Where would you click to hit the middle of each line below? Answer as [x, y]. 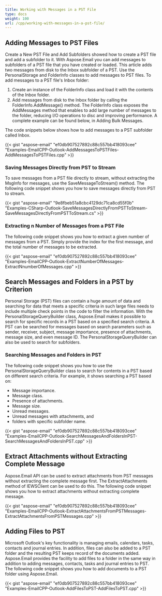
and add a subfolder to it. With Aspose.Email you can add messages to [75, 60]
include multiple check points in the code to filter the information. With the [79, 311]
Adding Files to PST [35, 531]
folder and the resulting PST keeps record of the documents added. [72, 553]
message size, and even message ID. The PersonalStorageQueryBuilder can [81, 337]
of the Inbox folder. [31, 95]
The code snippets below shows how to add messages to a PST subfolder [79, 130]
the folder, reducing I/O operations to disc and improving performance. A [85, 116]
